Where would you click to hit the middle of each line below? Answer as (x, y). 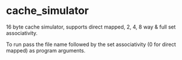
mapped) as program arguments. (46, 50)
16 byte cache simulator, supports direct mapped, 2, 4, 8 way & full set (91, 27)
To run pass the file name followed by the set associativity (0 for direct (91, 44)
